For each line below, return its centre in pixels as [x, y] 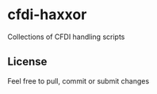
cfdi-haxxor [47, 15]
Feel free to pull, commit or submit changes [78, 80]
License [27, 62]
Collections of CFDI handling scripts [66, 37]
